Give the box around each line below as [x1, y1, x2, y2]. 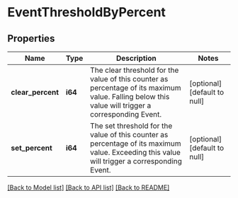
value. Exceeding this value [89, 148, 181, 157]
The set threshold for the [89, 121, 173, 131]
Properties [7, 33, 55, 45]
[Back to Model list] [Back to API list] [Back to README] [7, 183, 170, 192]
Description [115, 54, 157, 63]
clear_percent [11, 88, 59, 97]
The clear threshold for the [89, 65, 179, 75]
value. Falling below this [89, 92, 170, 101]
